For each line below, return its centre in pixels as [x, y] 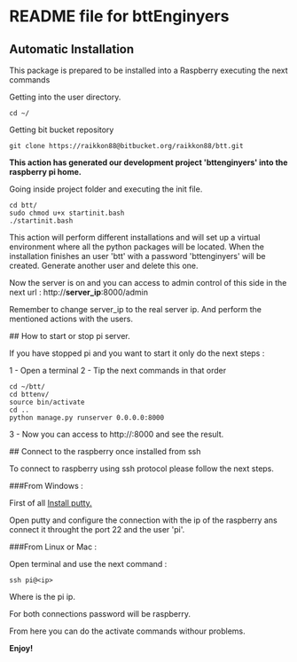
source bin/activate [47, 402]
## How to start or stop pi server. [70, 336]
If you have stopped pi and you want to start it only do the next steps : [137, 353]
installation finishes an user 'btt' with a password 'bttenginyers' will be [137, 256]
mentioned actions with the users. [71, 319]
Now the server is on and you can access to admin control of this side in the [148, 283]
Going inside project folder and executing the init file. [106, 189]
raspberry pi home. [45, 172]
